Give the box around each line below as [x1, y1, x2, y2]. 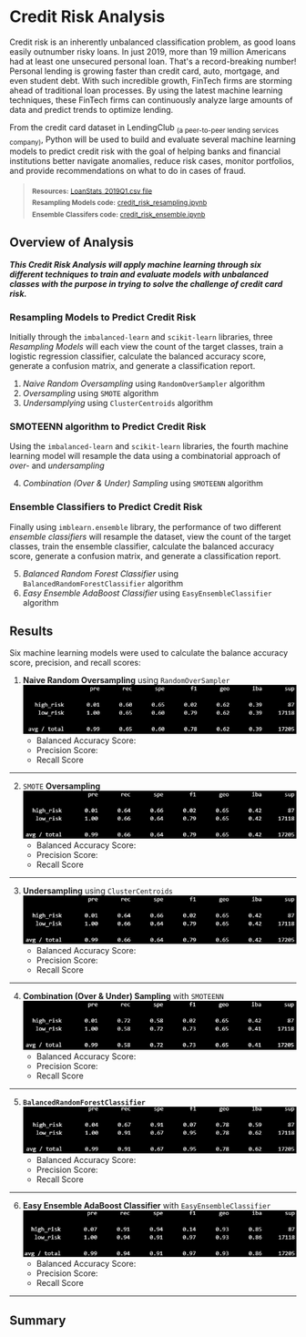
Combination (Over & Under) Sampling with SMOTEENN [22, 990, 225, 1001]
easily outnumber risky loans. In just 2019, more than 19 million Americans [9, 46, 287, 56]
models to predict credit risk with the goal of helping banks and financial [9, 146, 280, 157]
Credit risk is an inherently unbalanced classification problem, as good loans [9, 36, 296, 47]
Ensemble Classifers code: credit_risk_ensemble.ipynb [31, 209, 206, 219]
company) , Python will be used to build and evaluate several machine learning [9, 134, 296, 147]
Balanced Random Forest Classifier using [22, 567, 179, 579]
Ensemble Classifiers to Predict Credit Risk [9, 501, 203, 514]
